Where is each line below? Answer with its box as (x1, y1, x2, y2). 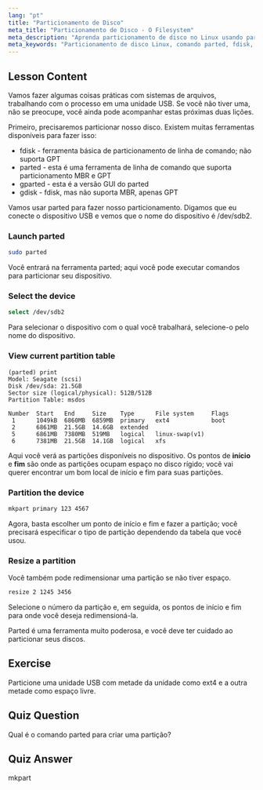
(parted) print (8, 368, 58, 377)
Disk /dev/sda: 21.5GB (8, 382, 82, 390)
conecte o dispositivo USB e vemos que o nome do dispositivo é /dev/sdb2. (8, 211, 253, 220)
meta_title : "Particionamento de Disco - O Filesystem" (8, 26, 194, 34)
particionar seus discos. (8, 634, 86, 643)
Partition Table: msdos (8, 395, 86, 404)
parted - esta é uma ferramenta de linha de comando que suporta (19, 162, 232, 172)
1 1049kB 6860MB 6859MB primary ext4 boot (11, 417, 225, 424)
